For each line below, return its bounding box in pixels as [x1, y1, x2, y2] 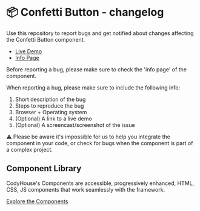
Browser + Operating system [15, 108, 87, 115]
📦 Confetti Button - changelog [6, 5, 164, 19]
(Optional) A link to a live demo [15, 115, 92, 122]
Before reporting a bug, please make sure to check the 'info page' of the [6, 65, 187, 73]
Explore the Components [6, 198, 68, 205]
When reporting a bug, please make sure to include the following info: [6, 83, 181, 91]
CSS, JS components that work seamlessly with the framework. [6, 186, 165, 193]
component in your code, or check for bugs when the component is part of [6, 139, 193, 146]
